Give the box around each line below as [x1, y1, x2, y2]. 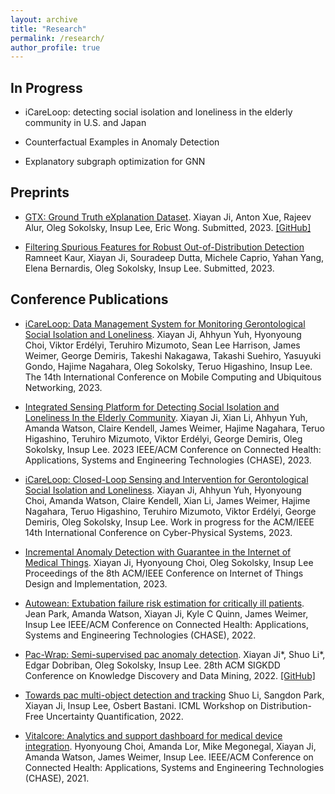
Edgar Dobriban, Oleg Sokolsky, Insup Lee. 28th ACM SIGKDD [24, 659, 281, 671]
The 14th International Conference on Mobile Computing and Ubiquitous [24, 371, 322, 383]
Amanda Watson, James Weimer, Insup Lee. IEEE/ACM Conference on [24, 751, 314, 763]
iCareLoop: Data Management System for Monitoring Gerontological [24, 317, 306, 330]
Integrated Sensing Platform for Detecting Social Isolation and [24, 401, 280, 413]
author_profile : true [10, 42, 101, 53]
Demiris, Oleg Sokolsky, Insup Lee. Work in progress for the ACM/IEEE [24, 516, 315, 528]
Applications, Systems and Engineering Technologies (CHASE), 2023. [24, 454, 312, 466]
